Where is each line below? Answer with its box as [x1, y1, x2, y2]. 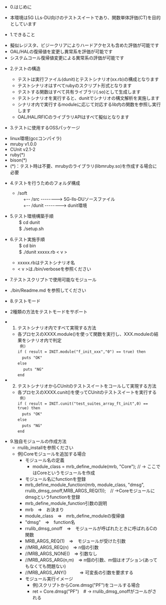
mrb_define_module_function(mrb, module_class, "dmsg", [25, 482, 144, 488]
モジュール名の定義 [25, 457, 65, 463]
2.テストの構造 [10, 65, 41, 71]
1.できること [10, 32, 36, 37]
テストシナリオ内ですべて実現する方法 [17, 325, 97, 331]
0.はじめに [10, 4, 32, 10]
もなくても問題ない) [25, 563, 66, 569]
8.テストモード [10, 298, 41, 304]
